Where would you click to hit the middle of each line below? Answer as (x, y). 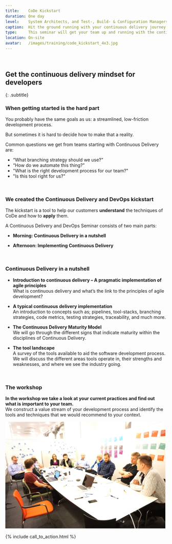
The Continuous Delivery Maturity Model (57, 327)
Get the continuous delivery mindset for (70, 74)
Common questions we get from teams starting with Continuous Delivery (82, 144)
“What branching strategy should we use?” (58, 160)
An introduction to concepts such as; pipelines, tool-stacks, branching (87, 312)
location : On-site (25, 38)
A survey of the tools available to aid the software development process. (89, 353)
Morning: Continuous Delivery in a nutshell (59, 236)
